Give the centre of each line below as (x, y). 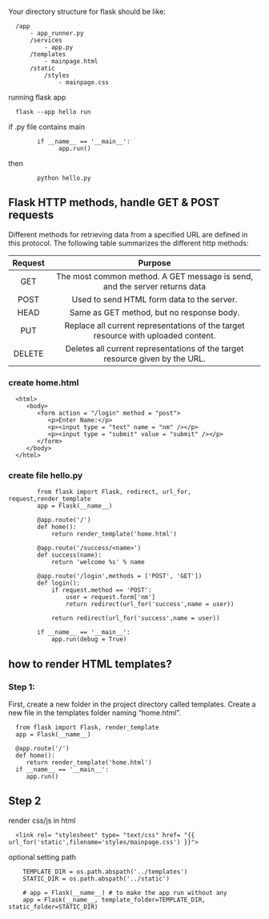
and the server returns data (155, 286)
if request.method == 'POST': (101, 590)
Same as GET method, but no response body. (155, 312)
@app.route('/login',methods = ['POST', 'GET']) (120, 577)
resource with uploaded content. (155, 335)
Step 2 (25, 801)
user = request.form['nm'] (110, 597)
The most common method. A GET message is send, (155, 276)
